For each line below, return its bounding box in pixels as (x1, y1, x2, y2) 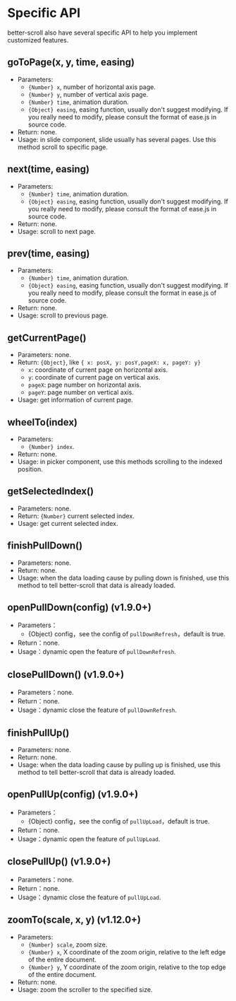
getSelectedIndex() (7, 486, 94, 498)
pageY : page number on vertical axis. (27, 388, 134, 397)
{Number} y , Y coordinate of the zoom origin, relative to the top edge (27, 963, 227, 971)
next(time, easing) (7, 163, 90, 175)
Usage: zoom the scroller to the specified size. (17, 985, 153, 994)
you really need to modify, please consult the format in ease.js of (27, 288, 217, 298)
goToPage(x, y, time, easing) (7, 57, 135, 69)
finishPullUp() (7, 727, 70, 739)
